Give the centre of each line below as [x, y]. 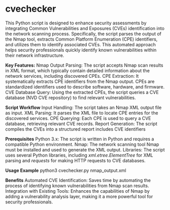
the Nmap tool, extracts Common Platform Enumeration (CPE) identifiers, [81, 39]
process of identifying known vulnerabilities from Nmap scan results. [77, 186]
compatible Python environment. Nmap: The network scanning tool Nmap [82, 144]
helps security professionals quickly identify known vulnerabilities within [81, 50]
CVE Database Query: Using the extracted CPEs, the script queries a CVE [82, 92]
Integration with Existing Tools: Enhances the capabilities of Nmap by [77, 191]
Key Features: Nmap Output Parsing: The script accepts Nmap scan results [84, 65]
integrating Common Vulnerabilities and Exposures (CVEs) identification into [85, 28]
